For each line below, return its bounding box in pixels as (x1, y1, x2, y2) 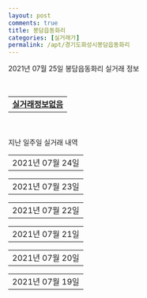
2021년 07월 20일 (12, 253, 80, 264)
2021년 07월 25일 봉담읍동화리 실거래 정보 (8, 64, 140, 74)
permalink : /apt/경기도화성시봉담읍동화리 (8, 41, 130, 49)
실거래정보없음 (12, 99, 64, 110)
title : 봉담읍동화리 (8, 26, 66, 34)
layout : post (8, 11, 51, 20)
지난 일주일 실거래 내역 (8, 138, 78, 147)
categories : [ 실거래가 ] (8, 33, 81, 42)
